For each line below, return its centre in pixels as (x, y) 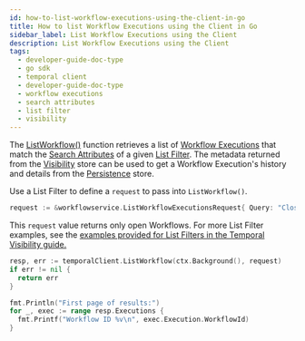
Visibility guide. (38, 244)
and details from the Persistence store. (82, 174)
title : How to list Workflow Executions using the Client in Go (133, 26)
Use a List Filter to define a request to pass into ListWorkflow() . (128, 191)
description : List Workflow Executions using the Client (119, 43)
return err (38, 278)
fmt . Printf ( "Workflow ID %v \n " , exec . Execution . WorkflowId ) (133, 320)
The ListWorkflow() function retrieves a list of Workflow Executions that (143, 145)
